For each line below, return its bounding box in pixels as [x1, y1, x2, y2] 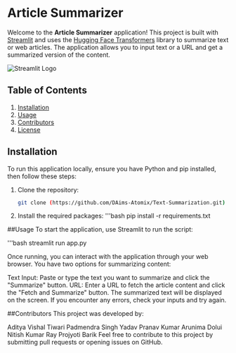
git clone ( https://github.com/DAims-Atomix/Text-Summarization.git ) [17, 199, 226, 206]
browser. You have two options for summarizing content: [7, 260, 171, 268]
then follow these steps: [7, 172, 77, 180]
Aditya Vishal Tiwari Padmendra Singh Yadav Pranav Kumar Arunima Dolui [7, 323, 223, 331]
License [17, 125, 41, 134]
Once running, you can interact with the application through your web [7, 253, 209, 261]
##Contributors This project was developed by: [7, 309, 144, 318]
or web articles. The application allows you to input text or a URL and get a [7, 43, 223, 51]
